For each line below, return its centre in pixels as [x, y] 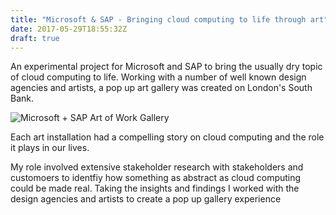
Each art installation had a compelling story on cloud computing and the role [167, 137]
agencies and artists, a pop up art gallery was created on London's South [161, 88]
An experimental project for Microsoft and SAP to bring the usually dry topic [166, 67]
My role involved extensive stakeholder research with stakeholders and [157, 167]
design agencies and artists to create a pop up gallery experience [146, 199]
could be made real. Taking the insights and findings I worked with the [155, 188]
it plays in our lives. [50, 148]
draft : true [35, 38]
